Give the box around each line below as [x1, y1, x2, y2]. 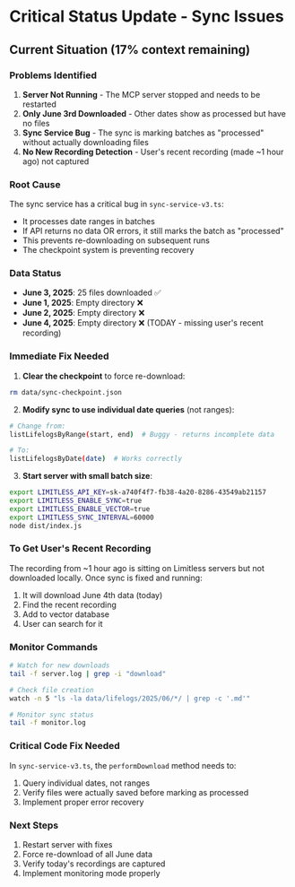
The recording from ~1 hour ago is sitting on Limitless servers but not [9, 562, 265, 573]
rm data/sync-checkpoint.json [9, 387, 123, 396]
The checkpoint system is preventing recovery [22, 245, 195, 256]
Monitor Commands [9, 640, 99, 653]
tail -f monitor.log [9, 718, 87, 727]
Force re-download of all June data [22, 848, 153, 859]
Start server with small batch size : [22, 471, 152, 482]
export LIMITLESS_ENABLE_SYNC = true [9, 496, 143, 506]
